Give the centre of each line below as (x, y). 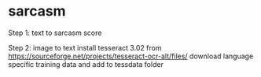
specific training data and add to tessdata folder (86, 64)
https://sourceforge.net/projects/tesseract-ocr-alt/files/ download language (131, 56)
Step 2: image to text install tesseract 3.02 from (85, 47)
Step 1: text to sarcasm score (55, 33)
